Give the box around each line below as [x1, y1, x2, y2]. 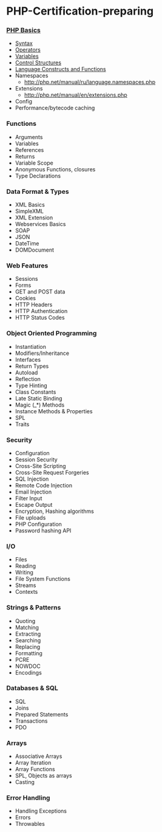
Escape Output [15, 501, 53, 508]
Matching [15, 624, 39, 631]
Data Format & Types [6, 187, 69, 196]
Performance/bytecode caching [15, 105, 95, 112]
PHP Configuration [15, 520, 62, 528]
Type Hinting [15, 382, 47, 389]
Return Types [15, 362, 49, 370]
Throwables [15, 820, 46, 828]
